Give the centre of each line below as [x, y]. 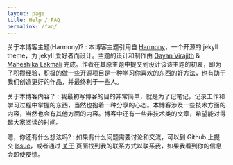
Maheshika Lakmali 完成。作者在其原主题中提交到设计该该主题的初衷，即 [111, 64]
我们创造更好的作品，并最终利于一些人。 [65, 82]
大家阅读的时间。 [37, 123]
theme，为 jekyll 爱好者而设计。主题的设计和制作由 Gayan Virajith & [103, 55]
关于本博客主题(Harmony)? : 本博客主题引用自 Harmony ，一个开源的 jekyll [113, 47]
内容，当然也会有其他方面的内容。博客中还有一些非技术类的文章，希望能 [110, 114]
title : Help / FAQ [34, 20]
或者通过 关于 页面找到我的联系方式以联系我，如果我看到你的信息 [129, 146]
